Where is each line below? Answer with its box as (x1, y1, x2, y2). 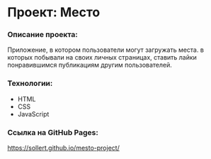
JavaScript (17, 109, 50, 118)
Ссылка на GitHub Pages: (7, 127, 99, 137)
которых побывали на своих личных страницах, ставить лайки (7, 53, 197, 62)
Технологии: (7, 79, 53, 89)
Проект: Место (7, 4, 101, 21)
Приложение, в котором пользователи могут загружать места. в (7, 45, 204, 54)
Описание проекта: (7, 30, 78, 40)
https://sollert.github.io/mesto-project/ (7, 143, 120, 153)
